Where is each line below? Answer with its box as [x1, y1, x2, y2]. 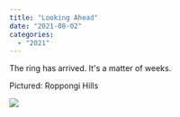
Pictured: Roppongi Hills [9, 80, 99, 91]
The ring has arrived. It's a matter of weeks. [9, 63, 172, 74]
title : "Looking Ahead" [9, 13, 99, 22]
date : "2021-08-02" [9, 22, 83, 31]
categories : [9, 30, 54, 39]
